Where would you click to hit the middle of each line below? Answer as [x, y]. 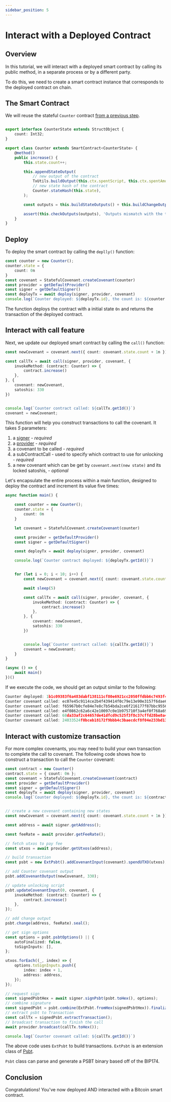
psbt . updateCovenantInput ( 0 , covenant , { [50, 890]
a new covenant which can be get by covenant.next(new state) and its [87, 465]
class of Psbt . [20, 1051]
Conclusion [24, 1077]
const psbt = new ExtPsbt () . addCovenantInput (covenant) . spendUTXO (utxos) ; [86, 862]
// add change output [28, 918]
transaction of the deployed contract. [44, 314]
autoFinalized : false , [38, 942]
